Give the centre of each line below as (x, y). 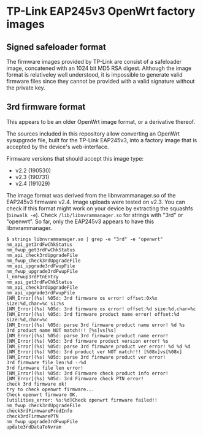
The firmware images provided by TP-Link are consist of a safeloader (94, 62)
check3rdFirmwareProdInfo (39, 411)
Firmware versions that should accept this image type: (75, 158)
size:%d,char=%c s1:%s (35, 304)
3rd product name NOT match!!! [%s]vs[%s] (61, 330)
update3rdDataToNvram (34, 427)
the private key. (26, 88)
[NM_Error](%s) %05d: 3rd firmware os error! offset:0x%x (82, 298)
